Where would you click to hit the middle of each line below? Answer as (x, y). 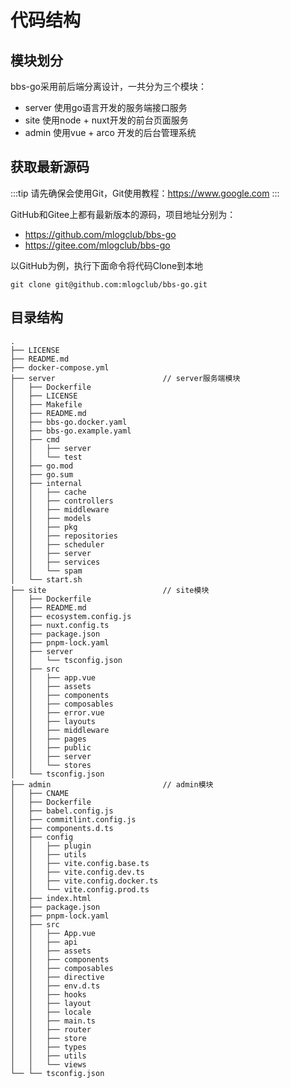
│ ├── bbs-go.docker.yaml (69, 422)
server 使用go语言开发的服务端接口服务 (106, 107)
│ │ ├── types (48, 1047)
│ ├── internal (46, 483)
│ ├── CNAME (40, 793)
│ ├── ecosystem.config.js (71, 616)
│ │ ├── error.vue (57, 712)
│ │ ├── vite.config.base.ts (80, 863)
